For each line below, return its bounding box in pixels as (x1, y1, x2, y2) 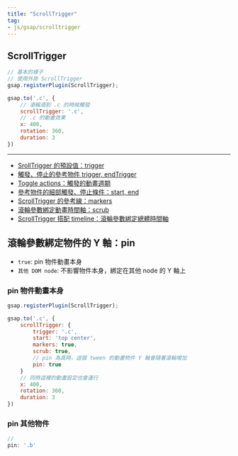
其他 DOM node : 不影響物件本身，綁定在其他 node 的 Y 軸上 (17, 266, 186, 274)
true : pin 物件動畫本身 (17, 257, 83, 266)
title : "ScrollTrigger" (7, 10, 78, 18)
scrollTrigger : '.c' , (20, 108, 84, 115)
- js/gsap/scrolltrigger (7, 23, 81, 30)
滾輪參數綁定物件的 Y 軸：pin (7, 237, 136, 249)
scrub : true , (33, 348, 72, 355)
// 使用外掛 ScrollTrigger (7, 75, 83, 82)
